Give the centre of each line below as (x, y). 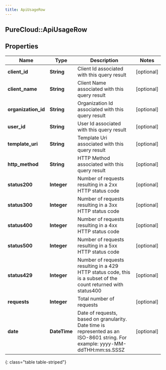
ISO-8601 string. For (102, 337)
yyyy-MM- (113, 343)
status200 (20, 185)
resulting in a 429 (98, 266)
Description (104, 60)
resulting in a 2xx (97, 185)
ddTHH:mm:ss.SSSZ (101, 350)
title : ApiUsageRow (25, 10)
